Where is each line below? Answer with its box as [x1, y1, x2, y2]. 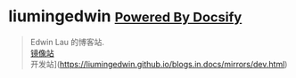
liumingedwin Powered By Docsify [8, 6, 243, 27]
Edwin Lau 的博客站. [29, 36, 104, 47]
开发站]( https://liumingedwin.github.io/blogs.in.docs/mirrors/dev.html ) [29, 58, 288, 69]
